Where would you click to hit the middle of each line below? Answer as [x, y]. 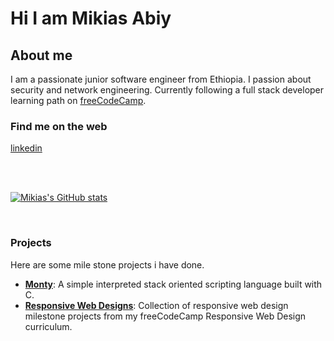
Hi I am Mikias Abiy [91, 18]
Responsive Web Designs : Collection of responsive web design [156, 305]
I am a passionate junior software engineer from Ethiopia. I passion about [161, 79]
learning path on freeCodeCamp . [78, 100]
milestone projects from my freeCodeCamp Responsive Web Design [165, 316]
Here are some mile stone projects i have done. [107, 264]
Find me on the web [59, 126]
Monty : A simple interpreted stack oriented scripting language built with [173, 284]
